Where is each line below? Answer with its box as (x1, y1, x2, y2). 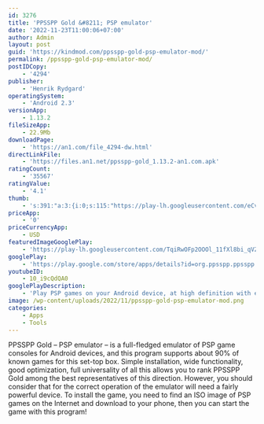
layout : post (8, 41, 51, 49)
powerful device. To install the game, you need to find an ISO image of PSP (8, 390, 251, 400)
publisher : (8, 77, 44, 85)
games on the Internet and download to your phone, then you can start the (8, 399, 250, 408)
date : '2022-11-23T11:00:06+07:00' (8, 26, 125, 34)
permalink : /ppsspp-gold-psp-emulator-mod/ (8, 56, 153, 64)
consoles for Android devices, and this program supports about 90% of (8, 348, 240, 358)
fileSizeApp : (8, 121, 51, 129)
